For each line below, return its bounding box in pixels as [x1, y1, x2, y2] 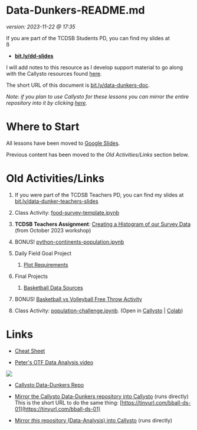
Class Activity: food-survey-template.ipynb [14, 209, 120, 216]
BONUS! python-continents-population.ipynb [14, 238, 124, 245]
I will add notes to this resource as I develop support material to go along [6, 63, 183, 71]
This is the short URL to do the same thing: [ [14, 399, 122, 406]
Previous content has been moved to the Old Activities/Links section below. [6, 151, 189, 158]
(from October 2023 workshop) [14, 227, 91, 234]
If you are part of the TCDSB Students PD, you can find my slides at [6, 34, 170, 41]
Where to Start [6, 120, 80, 134]
